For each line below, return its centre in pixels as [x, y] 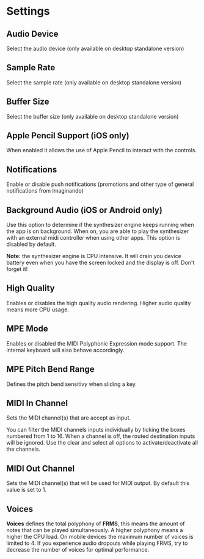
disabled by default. [31, 244]
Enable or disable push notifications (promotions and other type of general [100, 184]
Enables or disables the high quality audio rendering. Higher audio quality [99, 303]
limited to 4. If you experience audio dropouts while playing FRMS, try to [97, 543]
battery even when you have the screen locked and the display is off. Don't [100, 263]
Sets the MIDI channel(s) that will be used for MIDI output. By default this [98, 483]
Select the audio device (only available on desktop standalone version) [95, 48]
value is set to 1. [27, 490]
